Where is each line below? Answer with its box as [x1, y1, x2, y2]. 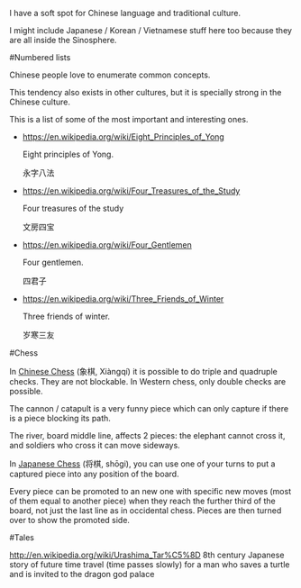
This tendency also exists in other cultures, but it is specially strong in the [9, 87, 282, 97]
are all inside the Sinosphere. [9, 35, 117, 45]
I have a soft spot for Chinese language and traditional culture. [9, 8, 242, 18]
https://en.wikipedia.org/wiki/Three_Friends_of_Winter [22, 294, 224, 304]
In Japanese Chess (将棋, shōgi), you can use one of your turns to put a [9, 458, 276, 469]
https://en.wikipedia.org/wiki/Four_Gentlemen [22, 240, 192, 250]
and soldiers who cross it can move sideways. [9, 440, 180, 450]
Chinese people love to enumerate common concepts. [9, 69, 211, 80]
